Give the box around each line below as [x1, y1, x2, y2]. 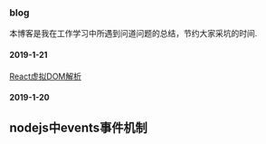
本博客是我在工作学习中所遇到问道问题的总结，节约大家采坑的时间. [9, 28, 258, 39]
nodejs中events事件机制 [9, 120, 147, 136]
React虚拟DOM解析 [9, 71, 81, 82]
